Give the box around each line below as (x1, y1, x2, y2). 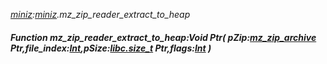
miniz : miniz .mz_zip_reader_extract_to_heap (10, 9, 191, 20)
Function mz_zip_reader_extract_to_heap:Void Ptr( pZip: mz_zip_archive (10, 31, 317, 43)
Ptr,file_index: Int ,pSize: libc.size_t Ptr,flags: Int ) (10, 42, 212, 54)
